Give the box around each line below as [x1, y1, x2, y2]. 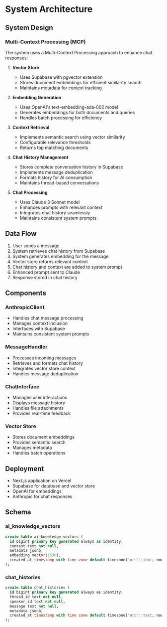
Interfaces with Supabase [12, 325, 65, 332]
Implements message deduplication [19, 169, 93, 175]
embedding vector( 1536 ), [9, 553, 61, 558]
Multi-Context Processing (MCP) [5, 38, 86, 45]
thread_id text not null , [9, 594, 64, 599]
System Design [5, 23, 53, 32]
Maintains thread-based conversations [19, 179, 99, 185]
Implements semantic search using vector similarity [19, 134, 125, 140]
